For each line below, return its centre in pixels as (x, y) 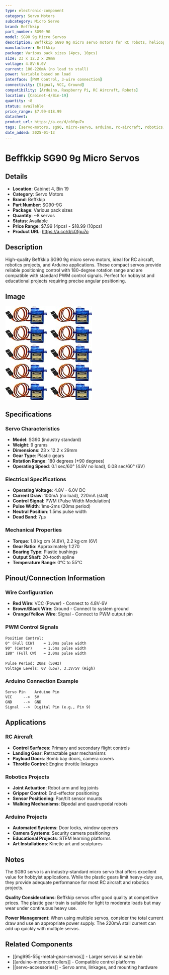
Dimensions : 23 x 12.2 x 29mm (45, 451)
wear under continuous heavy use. (41, 908)
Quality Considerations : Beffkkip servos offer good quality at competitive (82, 898)
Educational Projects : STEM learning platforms (61, 838)
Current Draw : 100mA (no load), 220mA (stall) (61, 496)
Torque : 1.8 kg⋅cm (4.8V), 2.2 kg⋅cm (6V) (55, 541)
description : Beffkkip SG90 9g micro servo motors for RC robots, (76, 43)
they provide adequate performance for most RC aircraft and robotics (77, 882)
